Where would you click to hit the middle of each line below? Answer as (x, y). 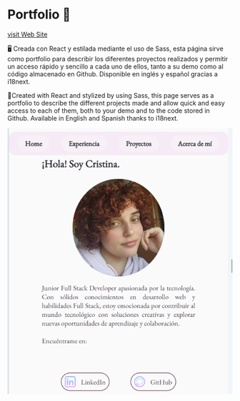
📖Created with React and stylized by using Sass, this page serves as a (111, 95)
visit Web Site (27, 34)
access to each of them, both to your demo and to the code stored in (109, 111)
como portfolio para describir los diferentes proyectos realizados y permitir (118, 59)
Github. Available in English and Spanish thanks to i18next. (93, 118)
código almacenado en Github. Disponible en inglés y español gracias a (112, 73)
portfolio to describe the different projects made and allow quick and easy (116, 103)
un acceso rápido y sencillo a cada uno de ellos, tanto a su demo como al (115, 66)
